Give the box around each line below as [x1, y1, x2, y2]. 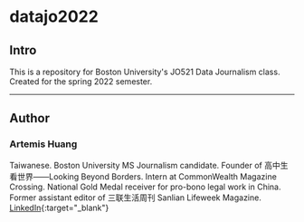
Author [9, 111, 50, 126]
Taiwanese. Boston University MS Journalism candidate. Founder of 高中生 [9, 159, 289, 170]
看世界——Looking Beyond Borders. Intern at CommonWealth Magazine [9, 170, 278, 182]
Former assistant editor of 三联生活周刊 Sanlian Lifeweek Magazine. [9, 192, 262, 203]
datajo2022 [9, 6, 100, 27]
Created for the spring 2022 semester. [9, 76, 153, 87]
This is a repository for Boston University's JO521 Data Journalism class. [9, 66, 280, 77]
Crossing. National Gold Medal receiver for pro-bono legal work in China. [9, 181, 282, 192]
